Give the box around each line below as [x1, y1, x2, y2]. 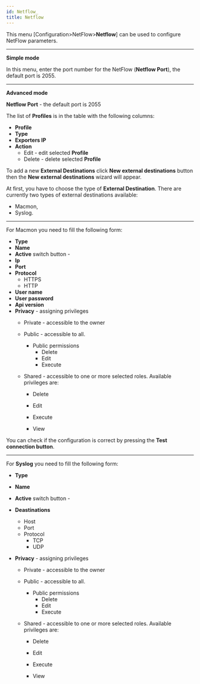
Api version [14, 301, 45, 308]
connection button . [6, 443, 55, 450]
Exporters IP [14, 136, 46, 144]
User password [14, 294, 54, 301]
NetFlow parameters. [6, 37, 58, 44]
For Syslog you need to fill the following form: [6, 460, 118, 467]
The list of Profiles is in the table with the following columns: [6, 112, 155, 119]
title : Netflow [6, 14, 44, 20]
